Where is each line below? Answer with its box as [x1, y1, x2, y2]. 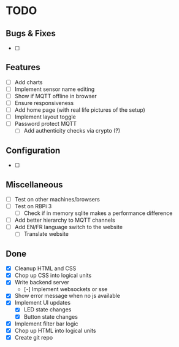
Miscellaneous [6, 179, 63, 190]
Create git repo [14, 333, 53, 341]
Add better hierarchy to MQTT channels [14, 216, 115, 224]
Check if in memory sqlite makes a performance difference [23, 209, 173, 217]
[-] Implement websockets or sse [23, 286, 108, 293]
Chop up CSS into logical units [14, 271, 92, 279]
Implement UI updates [14, 299, 71, 306]
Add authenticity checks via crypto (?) [23, 127, 121, 135]
